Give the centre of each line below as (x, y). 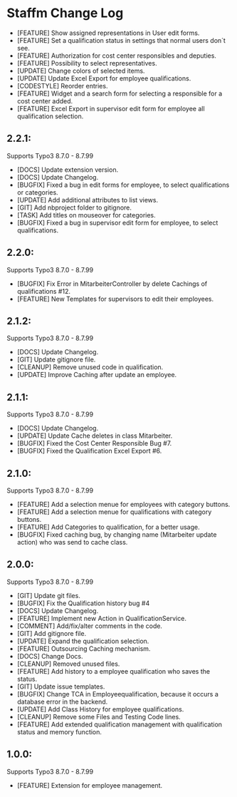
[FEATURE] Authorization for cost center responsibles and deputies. (116, 56)
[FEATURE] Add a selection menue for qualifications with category (114, 512)
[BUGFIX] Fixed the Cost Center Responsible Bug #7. (94, 443)
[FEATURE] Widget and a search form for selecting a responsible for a (120, 93)
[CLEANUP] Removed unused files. (68, 664)
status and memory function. (59, 731)
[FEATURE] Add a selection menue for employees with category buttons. (123, 504)
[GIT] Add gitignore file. (52, 633)
